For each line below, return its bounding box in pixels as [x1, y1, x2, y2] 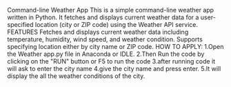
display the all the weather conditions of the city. [7, 72, 145, 80]
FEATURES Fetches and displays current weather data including [7, 28, 189, 36]
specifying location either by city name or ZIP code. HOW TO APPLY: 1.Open [7, 43, 224, 50]
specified [7, 21, 34, 28]
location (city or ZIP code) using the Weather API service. [34, 21, 199, 28]
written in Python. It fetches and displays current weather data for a [7, 13, 199, 21]
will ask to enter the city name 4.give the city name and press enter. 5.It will [7, 65, 221, 72]
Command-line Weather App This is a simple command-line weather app [7, 6, 214, 14]
